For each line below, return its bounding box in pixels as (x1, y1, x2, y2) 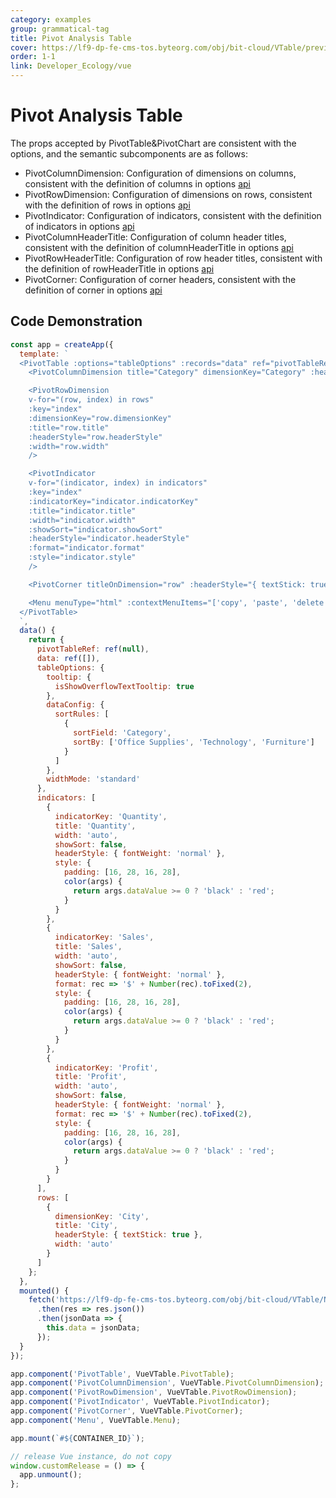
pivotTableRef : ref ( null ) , (36, 644, 150, 655)
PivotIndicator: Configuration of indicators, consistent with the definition (24, 209, 322, 221)
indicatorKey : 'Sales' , (54, 932, 155, 943)
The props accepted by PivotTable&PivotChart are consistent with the (10, 137, 297, 149)
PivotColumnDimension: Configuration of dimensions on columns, (24, 167, 297, 179)
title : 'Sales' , (54, 942, 123, 952)
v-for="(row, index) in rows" (28, 395, 155, 405)
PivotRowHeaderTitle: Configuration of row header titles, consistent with (24, 252, 323, 264)
